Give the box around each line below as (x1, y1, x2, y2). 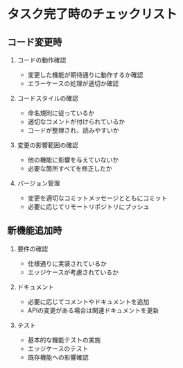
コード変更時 (7, 36, 62, 48)
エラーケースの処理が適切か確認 (27, 79, 119, 87)
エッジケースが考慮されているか (27, 268, 119, 276)
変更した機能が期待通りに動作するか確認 (27, 71, 143, 78)
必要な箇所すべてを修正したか (27, 165, 112, 172)
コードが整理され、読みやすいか (27, 126, 119, 134)
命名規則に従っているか (27, 109, 95, 117)
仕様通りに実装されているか (27, 259, 107, 267)
